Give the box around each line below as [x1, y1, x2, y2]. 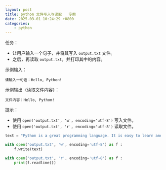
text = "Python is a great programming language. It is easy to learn [5, 134, 154, 138]
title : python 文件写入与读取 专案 [5, 12, 76, 17]
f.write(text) [14, 146, 43, 152]
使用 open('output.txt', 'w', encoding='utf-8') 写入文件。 [12, 117, 136, 123]
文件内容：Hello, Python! [5, 98, 55, 102]
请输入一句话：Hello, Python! [5, 77, 62, 83]
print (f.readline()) [14, 160, 56, 165]
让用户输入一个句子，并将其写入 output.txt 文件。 [12, 50, 115, 56]
